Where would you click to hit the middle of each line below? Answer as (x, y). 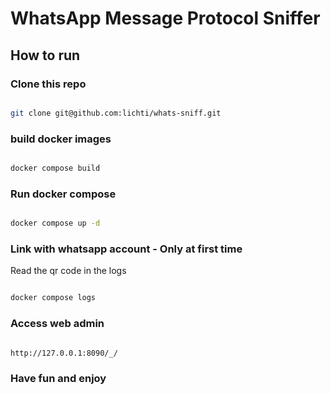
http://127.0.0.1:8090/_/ (64, 353)
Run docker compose (63, 194)
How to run (45, 55)
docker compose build (55, 168)
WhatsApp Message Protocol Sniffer (165, 18)
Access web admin (57, 324)
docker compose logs (53, 298)
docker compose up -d (55, 223)
